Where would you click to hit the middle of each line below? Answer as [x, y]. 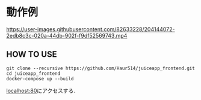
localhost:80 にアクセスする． [43, 90]
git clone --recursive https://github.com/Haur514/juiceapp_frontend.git [101, 68]
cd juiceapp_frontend [33, 73]
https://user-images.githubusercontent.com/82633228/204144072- [91, 29]
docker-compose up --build [40, 78]
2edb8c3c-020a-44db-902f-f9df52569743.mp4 [67, 35]
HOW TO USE [32, 54]
